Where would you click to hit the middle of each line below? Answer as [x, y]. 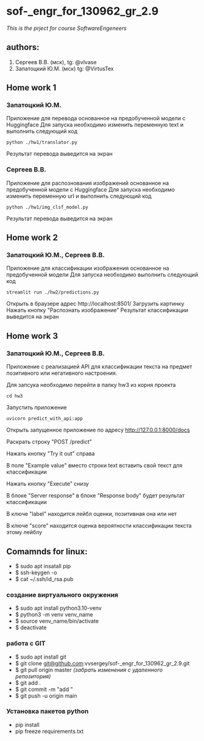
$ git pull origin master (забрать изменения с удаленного [89, 670]
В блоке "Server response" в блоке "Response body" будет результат [96, 496]
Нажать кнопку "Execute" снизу [48, 484]
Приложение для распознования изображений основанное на [88, 183]
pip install [27, 725]
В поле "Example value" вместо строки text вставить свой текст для [94, 466]
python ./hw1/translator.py [42, 143]
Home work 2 [32, 238]
